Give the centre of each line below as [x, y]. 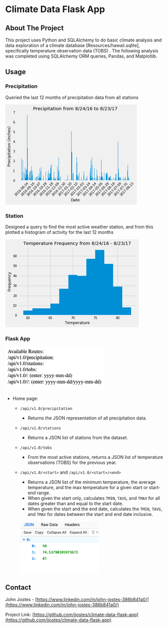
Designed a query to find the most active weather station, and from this [79, 227]
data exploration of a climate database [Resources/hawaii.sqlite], [73, 45]
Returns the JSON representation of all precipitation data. [87, 418]
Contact [18, 587]
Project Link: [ [20, 615]
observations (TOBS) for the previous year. [72, 462]
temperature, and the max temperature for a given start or [88, 488]
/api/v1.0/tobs [36, 448]
